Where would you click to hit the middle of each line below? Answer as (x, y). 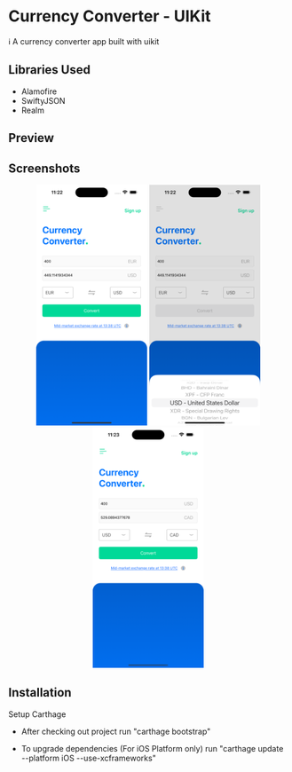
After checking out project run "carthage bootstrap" (116, 731)
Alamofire (39, 91)
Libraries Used (49, 70)
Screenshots (44, 168)
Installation (40, 693)
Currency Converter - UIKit (110, 16)
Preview (32, 138)
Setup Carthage (37, 714)
